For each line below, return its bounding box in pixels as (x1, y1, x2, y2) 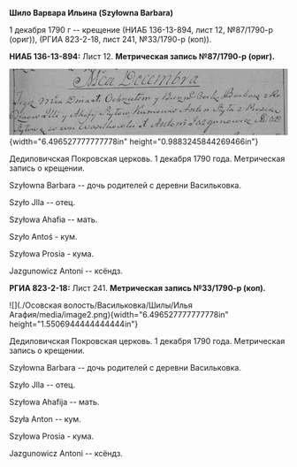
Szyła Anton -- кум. (9, 414, 81, 425)
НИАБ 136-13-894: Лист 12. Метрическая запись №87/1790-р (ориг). (9, 51, 276, 61)
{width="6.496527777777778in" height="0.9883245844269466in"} (9, 136, 259, 147)
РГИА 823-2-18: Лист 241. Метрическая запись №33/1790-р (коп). (9, 283, 267, 294)
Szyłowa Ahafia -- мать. (9, 214, 98, 225)
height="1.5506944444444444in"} (9, 318, 139, 330)
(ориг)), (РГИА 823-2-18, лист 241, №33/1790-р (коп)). (9, 34, 212, 44)
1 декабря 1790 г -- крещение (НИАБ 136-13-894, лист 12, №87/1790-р (9, 25, 274, 34)
